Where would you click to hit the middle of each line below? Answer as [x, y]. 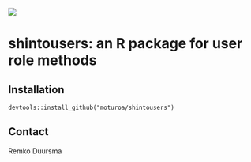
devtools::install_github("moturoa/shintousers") [92, 107]
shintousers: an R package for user [126, 44]
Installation [36, 90]
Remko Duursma [35, 151]
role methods [52, 60]
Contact [28, 132]
